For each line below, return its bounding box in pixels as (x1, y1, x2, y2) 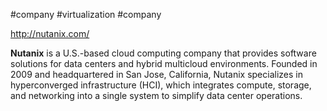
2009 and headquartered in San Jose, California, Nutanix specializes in (10, 69, 303, 80)
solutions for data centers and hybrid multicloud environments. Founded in (10, 58, 318, 69)
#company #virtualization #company (10, 9, 162, 20)
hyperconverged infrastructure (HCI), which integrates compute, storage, (10, 79, 312, 91)
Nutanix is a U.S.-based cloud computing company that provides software (10, 47, 317, 59)
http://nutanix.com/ (10, 28, 90, 39)
